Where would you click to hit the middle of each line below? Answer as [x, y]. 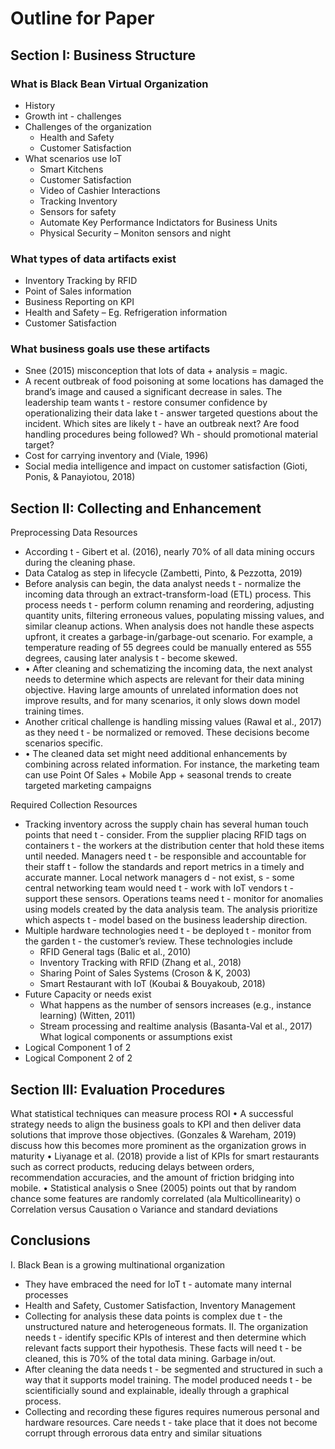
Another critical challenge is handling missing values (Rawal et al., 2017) [173, 722]
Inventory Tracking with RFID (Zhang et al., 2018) [140, 963]
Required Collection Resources [74, 805]
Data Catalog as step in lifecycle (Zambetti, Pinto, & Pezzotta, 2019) [163, 573]
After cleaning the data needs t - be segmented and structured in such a [173, 1369]
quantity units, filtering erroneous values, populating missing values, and [174, 616]
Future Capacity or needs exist [88, 994]
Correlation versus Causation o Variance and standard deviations [144, 1209]
